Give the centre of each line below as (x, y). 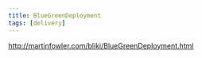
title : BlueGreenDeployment (55, 15)
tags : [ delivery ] (37, 23)
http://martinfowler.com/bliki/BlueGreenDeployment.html (101, 45)
